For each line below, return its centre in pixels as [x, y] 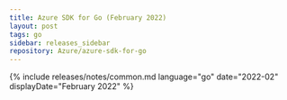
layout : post [34, 26]
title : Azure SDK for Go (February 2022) [88, 18]
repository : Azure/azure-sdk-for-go [78, 51]
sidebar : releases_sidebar [60, 43]
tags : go [26, 34]
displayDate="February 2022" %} [72, 86]
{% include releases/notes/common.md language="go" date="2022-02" [144, 77]
